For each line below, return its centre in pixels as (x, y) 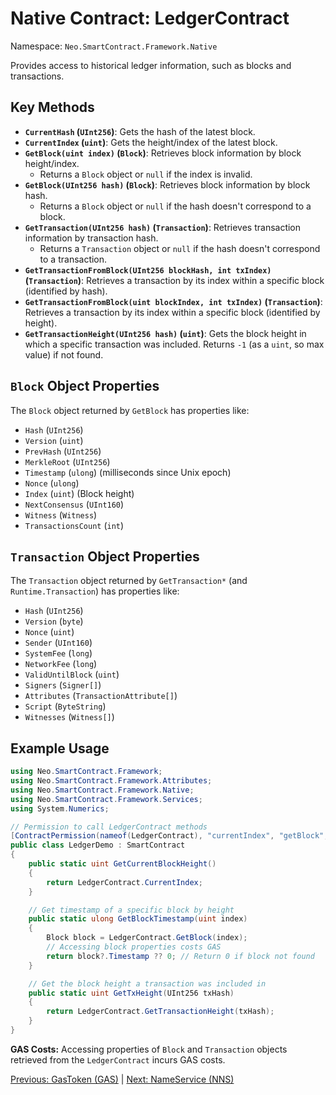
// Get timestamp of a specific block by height (131, 910)
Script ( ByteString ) (65, 706)
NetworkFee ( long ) (61, 664)
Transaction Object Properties (105, 556)
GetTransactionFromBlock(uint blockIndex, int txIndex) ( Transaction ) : (173, 301)
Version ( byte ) (54, 621)
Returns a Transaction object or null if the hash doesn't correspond (180, 248)
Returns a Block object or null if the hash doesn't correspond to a (175, 206)
